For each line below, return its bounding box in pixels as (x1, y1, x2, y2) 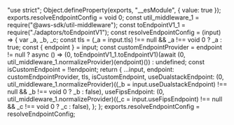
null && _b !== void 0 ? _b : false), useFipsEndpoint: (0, (7, 87, 165, 96)
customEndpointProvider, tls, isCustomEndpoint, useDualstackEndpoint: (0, (7, 73, 224, 81)
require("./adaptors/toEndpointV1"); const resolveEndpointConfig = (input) (7, 28, 221, 36)
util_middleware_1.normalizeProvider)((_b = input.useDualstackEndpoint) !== (7, 80, 228, 88)
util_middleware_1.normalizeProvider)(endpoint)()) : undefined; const (7, 58, 205, 66)
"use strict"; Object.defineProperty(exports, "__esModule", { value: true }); (7, 6, 221, 14)
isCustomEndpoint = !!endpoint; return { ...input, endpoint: (7, 66, 174, 73)
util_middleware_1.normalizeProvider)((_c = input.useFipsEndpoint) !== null (7, 95, 223, 103)
